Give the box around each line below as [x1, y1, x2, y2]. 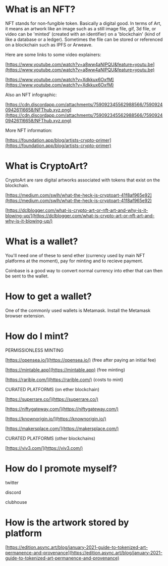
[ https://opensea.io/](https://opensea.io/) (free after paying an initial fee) [5, 357, 156, 363]
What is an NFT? [5, 4, 76, 15]
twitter [5, 479, 19, 486]
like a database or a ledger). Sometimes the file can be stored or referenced [5, 36, 163, 42]
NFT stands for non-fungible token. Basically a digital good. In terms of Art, [5, 20, 161, 26]
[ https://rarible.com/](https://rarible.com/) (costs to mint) [5, 376, 124, 383]
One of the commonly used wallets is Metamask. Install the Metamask [5, 307, 151, 313]
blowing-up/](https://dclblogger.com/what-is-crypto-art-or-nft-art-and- [5, 212, 155, 218]
